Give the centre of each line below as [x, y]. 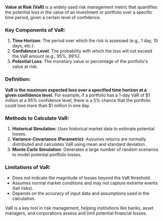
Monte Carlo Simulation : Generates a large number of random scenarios [85, 149]
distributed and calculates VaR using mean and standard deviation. [79, 144]
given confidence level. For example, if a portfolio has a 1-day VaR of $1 [78, 95]
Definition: [18, 79]
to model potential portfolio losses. [47, 154]
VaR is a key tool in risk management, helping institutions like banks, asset [79, 208]
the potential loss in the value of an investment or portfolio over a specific [79, 12]
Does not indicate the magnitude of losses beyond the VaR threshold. [81, 178]
